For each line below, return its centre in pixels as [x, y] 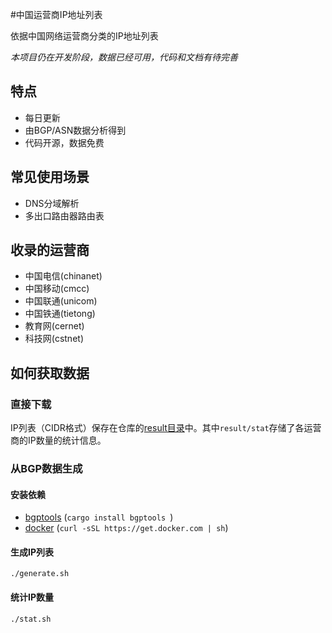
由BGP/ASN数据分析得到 [75, 130]
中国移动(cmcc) [57, 289]
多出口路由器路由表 [64, 215]
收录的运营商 [50, 250]
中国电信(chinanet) [63, 276]
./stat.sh [31, 619]
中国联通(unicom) [61, 301]
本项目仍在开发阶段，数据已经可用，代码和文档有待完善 [124, 57]
